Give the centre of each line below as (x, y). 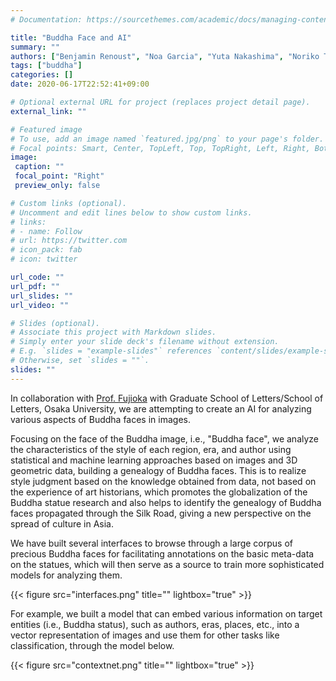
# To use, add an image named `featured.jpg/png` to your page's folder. (167, 139)
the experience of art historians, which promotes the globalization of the (159, 492)
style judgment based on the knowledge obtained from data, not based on (163, 481)
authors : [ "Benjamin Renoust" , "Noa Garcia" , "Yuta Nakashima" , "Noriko (165, 56)
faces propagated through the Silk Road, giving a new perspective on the (161, 513)
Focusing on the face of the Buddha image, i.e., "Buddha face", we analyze (165, 438)
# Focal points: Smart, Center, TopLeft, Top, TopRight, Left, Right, (160, 148)
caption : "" (39, 167)
